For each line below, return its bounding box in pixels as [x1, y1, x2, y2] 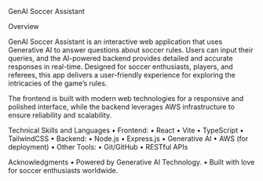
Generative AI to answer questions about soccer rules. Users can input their [8, 45, 254, 54]
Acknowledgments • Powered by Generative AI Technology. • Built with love [8, 157, 255, 167]
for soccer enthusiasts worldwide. [8, 166, 119, 175]
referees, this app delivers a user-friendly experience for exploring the [8, 71, 236, 79]
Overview [8, 22, 39, 31]
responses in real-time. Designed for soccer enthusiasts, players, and [8, 62, 233, 71]
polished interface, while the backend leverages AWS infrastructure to [8, 102, 236, 111]
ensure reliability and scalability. [8, 110, 112, 120]
